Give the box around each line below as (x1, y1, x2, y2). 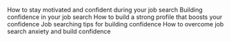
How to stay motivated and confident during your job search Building (7, 6, 203, 14)
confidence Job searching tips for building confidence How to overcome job (7, 20, 224, 28)
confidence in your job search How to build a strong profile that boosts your (7, 13, 223, 21)
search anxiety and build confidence (7, 27, 111, 35)
